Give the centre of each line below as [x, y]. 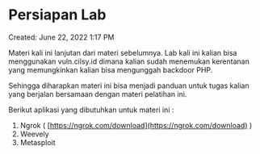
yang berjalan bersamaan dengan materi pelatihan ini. [98, 94]
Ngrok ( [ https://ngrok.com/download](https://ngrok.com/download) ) [136, 125]
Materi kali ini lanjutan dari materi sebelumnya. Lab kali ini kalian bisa [123, 52]
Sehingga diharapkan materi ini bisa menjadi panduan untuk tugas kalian [129, 85]
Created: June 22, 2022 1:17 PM [61, 37]
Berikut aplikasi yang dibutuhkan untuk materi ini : [91, 110]
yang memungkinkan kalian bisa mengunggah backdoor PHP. [111, 69]
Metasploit [38, 142]
